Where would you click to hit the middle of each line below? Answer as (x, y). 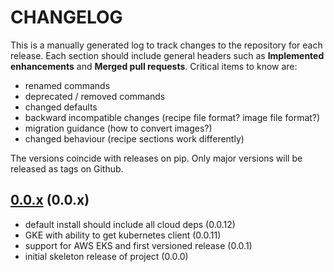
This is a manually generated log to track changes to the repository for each (166, 45)
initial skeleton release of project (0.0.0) (106, 256)
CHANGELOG (66, 17)
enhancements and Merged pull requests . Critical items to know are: (154, 66)
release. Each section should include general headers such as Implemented (167, 55)
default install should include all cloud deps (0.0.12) (130, 224)
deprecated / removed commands (95, 96)
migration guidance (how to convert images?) (118, 128)
